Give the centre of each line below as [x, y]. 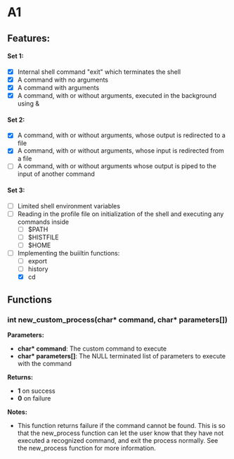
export [38, 261]
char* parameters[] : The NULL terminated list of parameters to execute [122, 356]
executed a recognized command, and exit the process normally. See [118, 440]
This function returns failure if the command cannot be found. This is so [122, 425]
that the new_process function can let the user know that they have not [121, 433]
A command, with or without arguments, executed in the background [117, 95]
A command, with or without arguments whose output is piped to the [117, 166]
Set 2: [16, 120]
